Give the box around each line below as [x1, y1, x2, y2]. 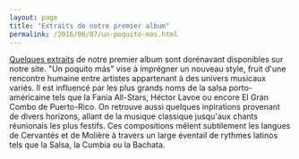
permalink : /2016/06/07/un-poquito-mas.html [9, 29, 178, 38]
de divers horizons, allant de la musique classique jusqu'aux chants [9, 111, 258, 121]
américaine [9, 92, 51, 103]
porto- [228, 82, 252, 94]
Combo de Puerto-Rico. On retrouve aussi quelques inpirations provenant [9, 102, 280, 113]
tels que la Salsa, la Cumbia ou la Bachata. [9, 139, 166, 150]
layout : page [9, 13, 58, 22]
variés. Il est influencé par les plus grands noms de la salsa [9, 82, 227, 94]
